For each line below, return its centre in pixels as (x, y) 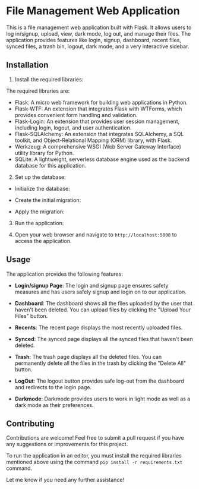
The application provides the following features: (64, 274)
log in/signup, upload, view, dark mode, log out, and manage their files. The (99, 33)
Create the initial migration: (48, 200)
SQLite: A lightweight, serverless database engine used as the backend (102, 159)
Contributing (30, 423)
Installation (27, 65)
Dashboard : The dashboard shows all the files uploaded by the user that (104, 303)
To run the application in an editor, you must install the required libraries (94, 456)
